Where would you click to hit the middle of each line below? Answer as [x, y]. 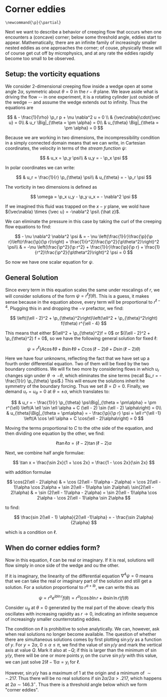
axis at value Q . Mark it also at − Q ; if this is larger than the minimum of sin [81, 650]
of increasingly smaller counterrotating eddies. [53, 619]
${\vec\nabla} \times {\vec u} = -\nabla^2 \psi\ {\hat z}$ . [63, 212]
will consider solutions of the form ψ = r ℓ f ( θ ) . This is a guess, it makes [77, 295]
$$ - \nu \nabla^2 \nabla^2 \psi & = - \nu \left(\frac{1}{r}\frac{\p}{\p [84, 236]
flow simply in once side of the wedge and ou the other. [62, 565]
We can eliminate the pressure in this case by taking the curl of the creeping [83, 221]
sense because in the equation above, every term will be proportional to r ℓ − [83, 301]
